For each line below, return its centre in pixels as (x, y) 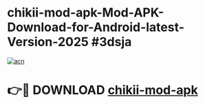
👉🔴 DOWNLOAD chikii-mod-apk (102, 90)
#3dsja (111, 42)
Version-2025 (48, 42)
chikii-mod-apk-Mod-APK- (86, 13)
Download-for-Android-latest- (96, 27)
